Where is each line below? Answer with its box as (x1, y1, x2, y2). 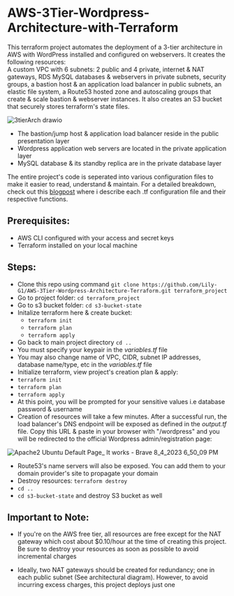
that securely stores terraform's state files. (7, 102, 130, 110)
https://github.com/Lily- (142, 281, 218, 288)
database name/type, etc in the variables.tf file (17, 360, 152, 368)
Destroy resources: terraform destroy (17, 477, 128, 485)
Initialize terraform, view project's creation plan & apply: (17, 368, 178, 376)
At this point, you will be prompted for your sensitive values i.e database (17, 397, 226, 406)
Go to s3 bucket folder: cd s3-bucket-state (17, 300, 142, 309)
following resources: (7, 57, 66, 66)
